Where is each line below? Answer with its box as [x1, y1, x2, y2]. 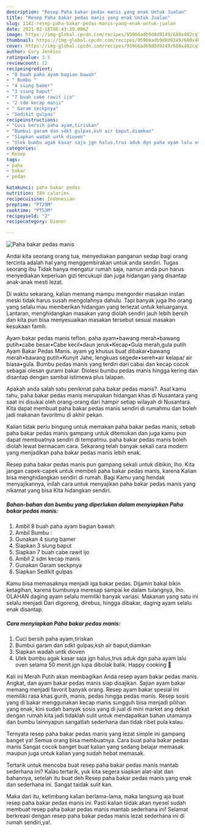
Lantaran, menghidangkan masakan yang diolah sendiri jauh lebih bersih [6, 309, 189, 317]
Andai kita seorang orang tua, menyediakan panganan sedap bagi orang [6, 253, 188, 260]
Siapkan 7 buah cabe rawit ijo [15, 549, 90, 556]
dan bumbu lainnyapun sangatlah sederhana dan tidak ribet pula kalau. [6, 718, 185, 726]
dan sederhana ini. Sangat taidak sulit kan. [6, 781, 113, 788]
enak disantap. [6, 606, 44, 613]
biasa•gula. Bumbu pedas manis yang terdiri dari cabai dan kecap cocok [6, 361, 189, 368]
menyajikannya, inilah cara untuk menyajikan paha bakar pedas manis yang [6, 480, 196, 488]
